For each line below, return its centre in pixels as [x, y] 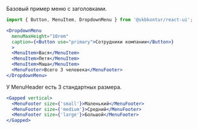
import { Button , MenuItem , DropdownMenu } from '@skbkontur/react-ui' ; [100, 20]
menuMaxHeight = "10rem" [40, 36]
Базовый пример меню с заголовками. [56, 9]
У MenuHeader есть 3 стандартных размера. [64, 87]
